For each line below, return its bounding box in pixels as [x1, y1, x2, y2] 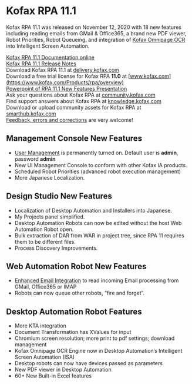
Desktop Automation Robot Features [6, 306, 142, 316]
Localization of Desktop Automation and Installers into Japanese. [14, 207, 172, 214]
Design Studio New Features [6, 191, 113, 201]
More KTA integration [14, 322, 66, 329]
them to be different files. [14, 238, 76, 245]
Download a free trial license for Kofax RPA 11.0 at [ [6, 72, 130, 80]
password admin [14, 155, 56, 163]
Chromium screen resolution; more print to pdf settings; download [14, 335, 175, 342]
